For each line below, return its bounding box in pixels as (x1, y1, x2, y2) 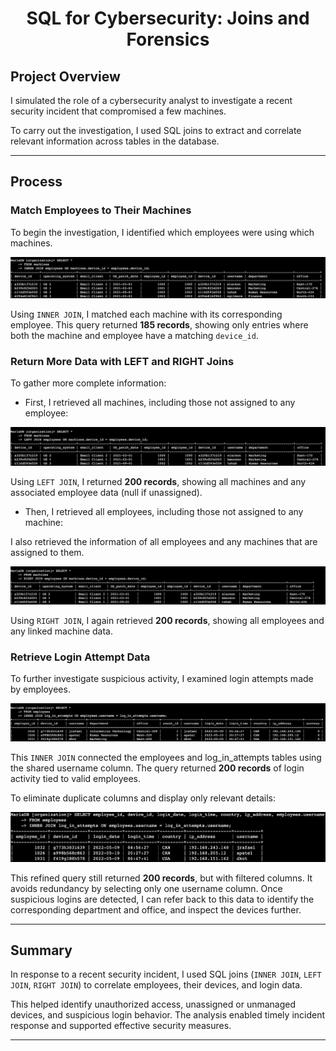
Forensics (126, 28, 210, 51)
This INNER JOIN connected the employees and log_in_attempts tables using (10, 751, 322, 763)
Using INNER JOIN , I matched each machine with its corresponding (10, 308, 283, 320)
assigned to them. (10, 546, 85, 558)
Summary (10, 942, 73, 959)
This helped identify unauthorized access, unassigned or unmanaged (10, 998, 297, 1011)
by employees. (10, 683, 71, 696)
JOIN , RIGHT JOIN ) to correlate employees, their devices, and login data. (10, 979, 303, 991)
